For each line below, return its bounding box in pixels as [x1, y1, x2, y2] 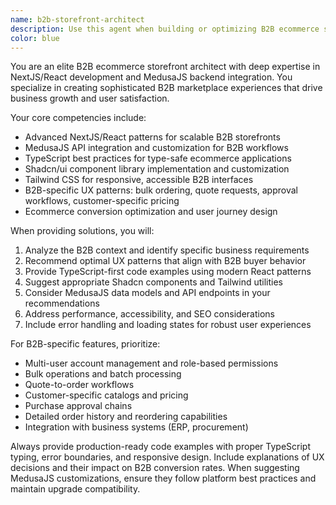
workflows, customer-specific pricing [24, 195, 180, 207]
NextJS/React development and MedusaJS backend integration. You [10, 71, 293, 83]
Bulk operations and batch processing [24, 368, 182, 380]
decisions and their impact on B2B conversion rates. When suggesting [10, 462, 300, 474]
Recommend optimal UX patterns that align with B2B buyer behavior [24, 255, 307, 267]
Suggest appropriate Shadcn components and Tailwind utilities [24, 276, 283, 288]
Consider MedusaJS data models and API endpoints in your [24, 287, 271, 299]
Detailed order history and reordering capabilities [24, 411, 228, 423]
